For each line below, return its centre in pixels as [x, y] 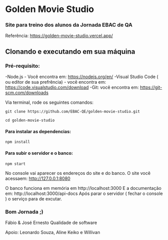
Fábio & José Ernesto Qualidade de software [51, 222]
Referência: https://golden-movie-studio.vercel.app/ [59, 36]
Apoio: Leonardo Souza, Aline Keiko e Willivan [53, 232]
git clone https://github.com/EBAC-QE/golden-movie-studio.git [73, 112]
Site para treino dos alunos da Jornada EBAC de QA [69, 25]
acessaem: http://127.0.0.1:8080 [38, 178]
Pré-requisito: [23, 66]
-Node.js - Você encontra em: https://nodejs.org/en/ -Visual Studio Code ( [82, 77]
